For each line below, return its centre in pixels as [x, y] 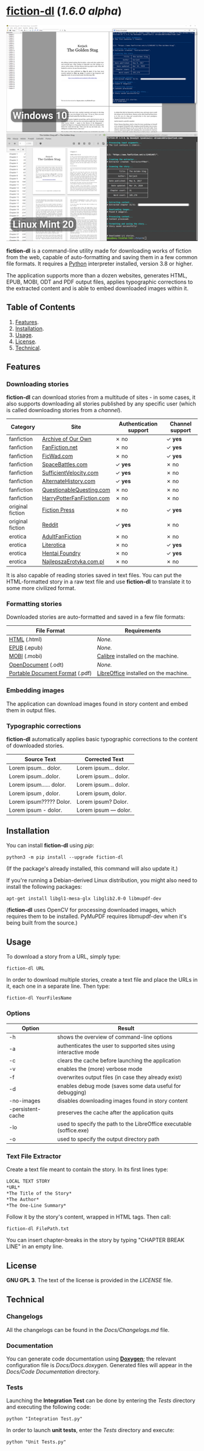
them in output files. [31, 710]
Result [126, 1028]
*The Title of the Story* [39, 1194]
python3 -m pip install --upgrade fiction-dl [65, 857]
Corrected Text [104, 759]
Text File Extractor [34, 1156]
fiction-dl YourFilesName [39, 998]
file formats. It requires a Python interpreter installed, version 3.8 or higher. [100, 263]
